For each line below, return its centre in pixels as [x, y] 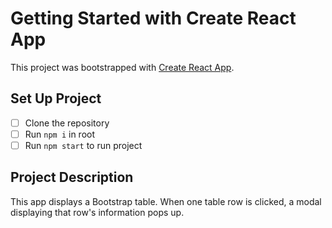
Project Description [72, 177]
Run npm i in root [60, 134]
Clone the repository [67, 123]
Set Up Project [56, 98]
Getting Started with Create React [153, 18]
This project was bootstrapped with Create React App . [122, 67]
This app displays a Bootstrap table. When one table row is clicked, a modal [166, 201]
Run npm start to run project [83, 145]
